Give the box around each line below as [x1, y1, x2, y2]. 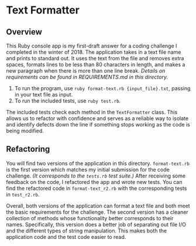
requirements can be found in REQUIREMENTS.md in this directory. [6, 74, 169, 80]
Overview [6, 27, 43, 37]
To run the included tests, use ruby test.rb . [14, 97, 121, 104]
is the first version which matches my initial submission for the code [6, 166, 170, 173]
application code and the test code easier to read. [6, 233, 126, 240]
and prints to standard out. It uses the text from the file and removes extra [6, 55, 184, 61]
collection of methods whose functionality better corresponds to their [6, 214, 174, 221]
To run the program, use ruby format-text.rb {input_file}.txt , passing [14, 85, 191, 91]
